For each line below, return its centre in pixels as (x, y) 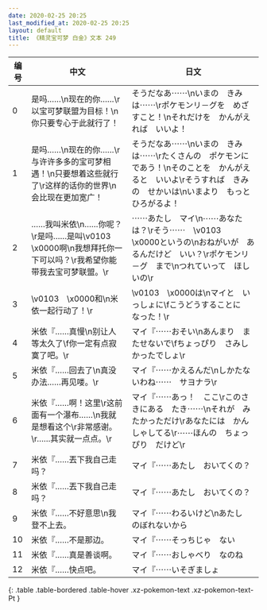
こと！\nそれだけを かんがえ (195, 118)
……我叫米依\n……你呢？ (77, 225)
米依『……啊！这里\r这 (73, 403)
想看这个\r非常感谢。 (78, 427)
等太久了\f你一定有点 (70, 344)
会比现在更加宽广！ (67, 198)
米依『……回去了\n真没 (74, 370)
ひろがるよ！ (156, 203)
